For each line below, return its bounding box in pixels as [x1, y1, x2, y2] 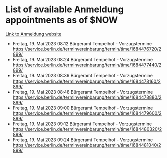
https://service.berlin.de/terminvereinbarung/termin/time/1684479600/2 [12, 110, 162, 116]
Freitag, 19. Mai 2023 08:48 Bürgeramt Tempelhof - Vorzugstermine [12, 89, 153, 95]
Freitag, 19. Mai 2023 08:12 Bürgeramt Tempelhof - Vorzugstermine [12, 40, 152, 46]
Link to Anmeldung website [5, 31, 62, 37]
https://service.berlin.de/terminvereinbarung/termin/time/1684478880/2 [12, 94, 162, 100]
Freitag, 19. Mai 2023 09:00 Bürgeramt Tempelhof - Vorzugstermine [12, 105, 153, 111]
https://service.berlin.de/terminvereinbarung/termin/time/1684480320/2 [12, 126, 162, 132]
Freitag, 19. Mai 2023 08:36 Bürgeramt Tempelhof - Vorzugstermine [12, 72, 153, 78]
